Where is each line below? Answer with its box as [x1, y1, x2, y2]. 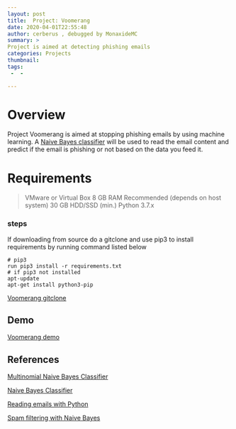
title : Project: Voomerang [7, 17, 91, 24]
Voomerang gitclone [7, 293, 67, 302]
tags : [7, 63, 23, 70]
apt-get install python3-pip [7, 281, 94, 288]
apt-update [7, 275, 40, 282]
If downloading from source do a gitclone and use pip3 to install [7, 235, 193, 244]
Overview [7, 107, 66, 123]
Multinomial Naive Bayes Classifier [7, 372, 108, 381]
